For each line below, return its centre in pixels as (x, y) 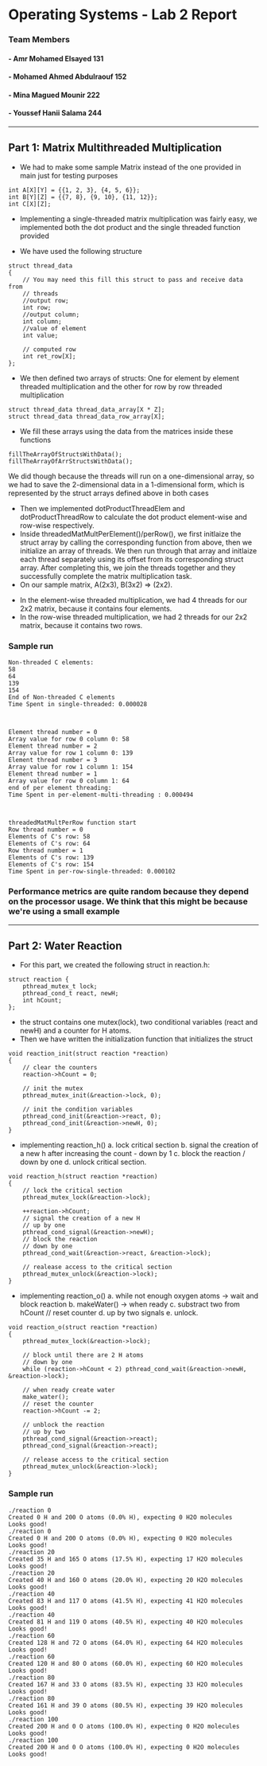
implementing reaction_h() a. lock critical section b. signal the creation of (139, 1145)
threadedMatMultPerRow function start (72, 823)
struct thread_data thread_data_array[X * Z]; (87, 409)
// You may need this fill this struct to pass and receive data (133, 279)
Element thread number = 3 (53, 760)
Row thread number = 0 (46, 830)
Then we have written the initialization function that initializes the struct (136, 1039)
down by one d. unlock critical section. (83, 1162)
